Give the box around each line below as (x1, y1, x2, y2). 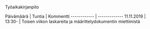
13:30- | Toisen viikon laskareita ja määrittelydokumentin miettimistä (5, 19, 140, 24)
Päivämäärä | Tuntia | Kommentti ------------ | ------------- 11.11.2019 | (5, 14, 146, 19)
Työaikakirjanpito (5, 4, 39, 10)
